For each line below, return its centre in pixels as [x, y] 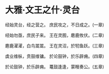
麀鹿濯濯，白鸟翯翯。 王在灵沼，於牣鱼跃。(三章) [55, 45]
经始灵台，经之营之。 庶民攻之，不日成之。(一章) [55, 25]
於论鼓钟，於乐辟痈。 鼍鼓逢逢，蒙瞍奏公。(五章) [55, 67]
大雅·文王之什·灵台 [42, 10]
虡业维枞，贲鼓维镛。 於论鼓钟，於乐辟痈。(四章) [55, 56]
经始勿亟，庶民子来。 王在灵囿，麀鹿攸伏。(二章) [55, 35]
